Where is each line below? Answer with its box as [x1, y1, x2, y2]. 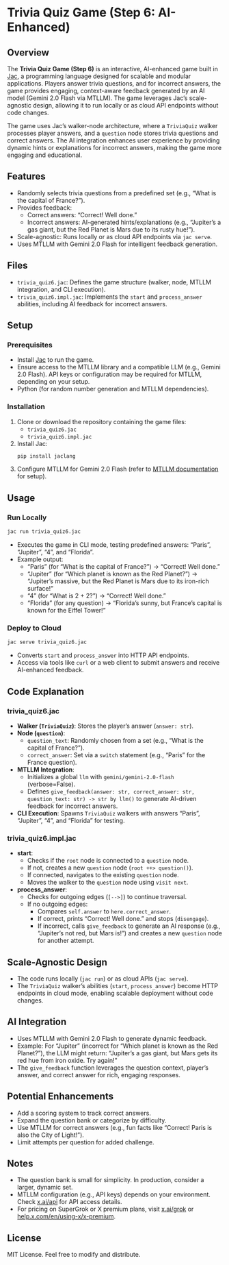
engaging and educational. [7, 151, 83, 159]
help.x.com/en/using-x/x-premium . [16, 1212, 116, 1220]
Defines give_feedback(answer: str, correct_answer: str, [27, 787, 195, 796]
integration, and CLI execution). [16, 285, 106, 293]
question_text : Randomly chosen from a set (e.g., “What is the [27, 736, 204, 744]
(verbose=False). [27, 780, 76, 788]
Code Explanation [7, 685, 84, 697]
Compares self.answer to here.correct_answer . [37, 907, 171, 916]
